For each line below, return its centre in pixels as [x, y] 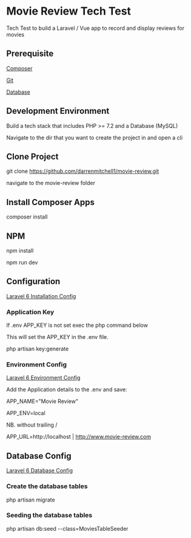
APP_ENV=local [26, 413]
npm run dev [22, 262]
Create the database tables [47, 486]
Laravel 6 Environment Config [43, 378]
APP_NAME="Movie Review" [42, 401]
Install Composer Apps [51, 202]
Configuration [33, 281]
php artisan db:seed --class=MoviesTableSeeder [67, 528]
